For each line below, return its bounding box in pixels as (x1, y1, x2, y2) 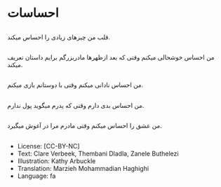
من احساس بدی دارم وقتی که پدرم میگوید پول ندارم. (7, 101, 145, 109)
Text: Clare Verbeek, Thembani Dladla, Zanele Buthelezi (17, 149, 179, 158)
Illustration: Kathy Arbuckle (17, 156, 96, 165)
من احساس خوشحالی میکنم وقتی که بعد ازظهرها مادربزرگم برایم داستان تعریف (7, 53, 215, 61)
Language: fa (17, 172, 56, 180)
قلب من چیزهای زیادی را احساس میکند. (7, 33, 111, 41)
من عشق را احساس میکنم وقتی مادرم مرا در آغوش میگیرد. (7, 121, 163, 130)
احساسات (7, 5, 59, 21)
